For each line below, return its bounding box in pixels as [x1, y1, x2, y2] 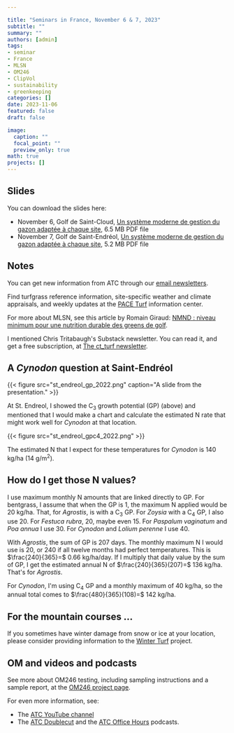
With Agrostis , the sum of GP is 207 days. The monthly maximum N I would [7, 537, 224, 547]
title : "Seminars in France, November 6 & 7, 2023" [7, 16, 161, 23]
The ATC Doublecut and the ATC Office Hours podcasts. [17, 718, 180, 726]
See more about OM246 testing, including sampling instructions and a [7, 676, 209, 684]
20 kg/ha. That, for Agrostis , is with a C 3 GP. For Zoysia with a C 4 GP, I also [7, 507, 224, 518]
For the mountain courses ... [7, 610, 133, 622]
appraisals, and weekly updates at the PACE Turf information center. [7, 299, 204, 308]
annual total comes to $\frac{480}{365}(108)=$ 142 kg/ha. [7, 590, 176, 599]
